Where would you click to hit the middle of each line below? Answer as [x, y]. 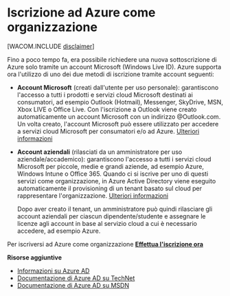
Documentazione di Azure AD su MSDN [73, 285]
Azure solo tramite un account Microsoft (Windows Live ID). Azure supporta [114, 67]
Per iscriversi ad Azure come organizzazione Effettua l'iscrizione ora [105, 244]
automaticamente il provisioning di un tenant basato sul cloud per [110, 188]
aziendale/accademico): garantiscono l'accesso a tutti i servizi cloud [114, 159]
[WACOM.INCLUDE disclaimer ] [51, 46]
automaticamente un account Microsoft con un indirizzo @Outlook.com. [119, 116]
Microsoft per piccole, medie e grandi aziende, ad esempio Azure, [111, 166]
